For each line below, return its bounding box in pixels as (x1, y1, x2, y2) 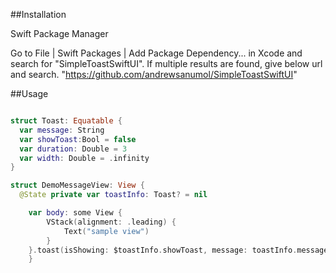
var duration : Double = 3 (19, 144, 128, 154)
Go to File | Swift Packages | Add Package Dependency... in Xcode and (10, 47, 303, 59)
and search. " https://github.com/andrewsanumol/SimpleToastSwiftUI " (10, 69, 298, 80)
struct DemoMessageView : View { (10, 180, 145, 191)
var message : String (19, 125, 105, 135)
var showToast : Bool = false (19, 134, 137, 144)
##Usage (10, 88, 49, 99)
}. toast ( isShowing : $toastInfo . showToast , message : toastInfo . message (28, 245, 329, 255)
